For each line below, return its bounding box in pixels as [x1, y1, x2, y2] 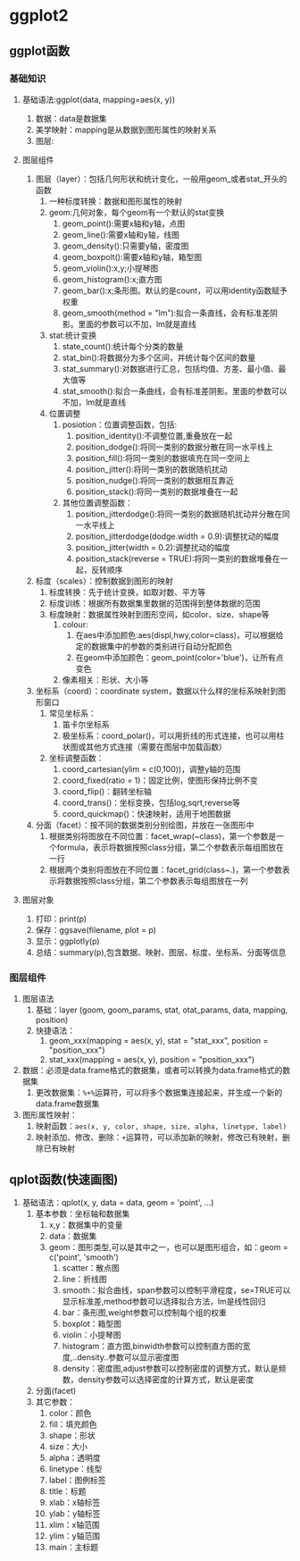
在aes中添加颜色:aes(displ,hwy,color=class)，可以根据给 [75, 629, 284, 640]
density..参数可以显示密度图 [77, 1351, 179, 1363]
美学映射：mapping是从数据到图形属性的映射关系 [35, 124, 217, 135]
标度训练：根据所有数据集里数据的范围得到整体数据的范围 [48, 598, 261, 608]
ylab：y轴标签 [48, 1507, 101, 1519]
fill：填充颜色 [48, 1418, 97, 1430]
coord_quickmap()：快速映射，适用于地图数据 [62, 808, 231, 818]
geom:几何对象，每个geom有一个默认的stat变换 [48, 206, 225, 217]
